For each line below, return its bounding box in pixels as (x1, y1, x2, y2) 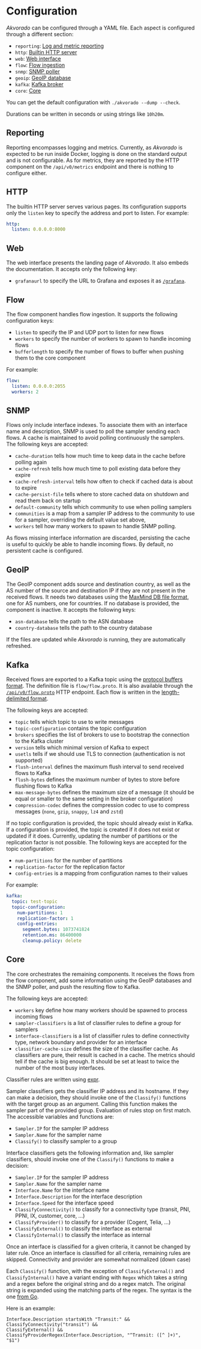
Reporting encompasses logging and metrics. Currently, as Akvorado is (6, 143, 183, 151)
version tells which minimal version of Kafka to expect (14, 744, 149, 751)
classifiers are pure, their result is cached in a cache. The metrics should (14, 1051, 195, 1058)
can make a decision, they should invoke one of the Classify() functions (6, 1094, 187, 1101)
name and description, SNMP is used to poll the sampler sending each (6, 428, 180, 435)
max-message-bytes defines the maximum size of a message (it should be (14, 789, 194, 796)
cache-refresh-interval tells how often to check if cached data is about (14, 478, 193, 485)
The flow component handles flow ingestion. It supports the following (6, 310, 178, 317)
